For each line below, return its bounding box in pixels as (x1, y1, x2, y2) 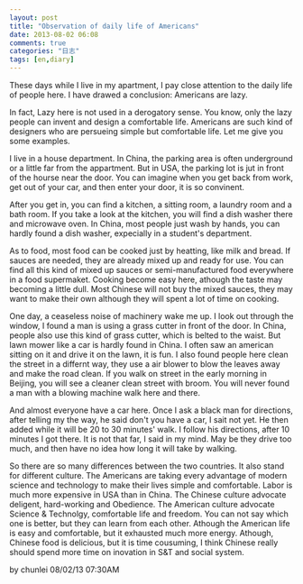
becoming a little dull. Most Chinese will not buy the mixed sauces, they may (9, 284, 293, 294)
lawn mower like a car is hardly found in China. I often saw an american (9, 340, 274, 350)
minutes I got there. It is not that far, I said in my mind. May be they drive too (9, 433, 292, 444)
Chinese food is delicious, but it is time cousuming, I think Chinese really (9, 537, 279, 548)
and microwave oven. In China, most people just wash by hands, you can (9, 218, 280, 229)
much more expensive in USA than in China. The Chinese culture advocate (9, 489, 287, 500)
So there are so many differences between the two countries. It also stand (9, 461, 285, 471)
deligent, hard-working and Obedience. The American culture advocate (9, 499, 275, 509)
